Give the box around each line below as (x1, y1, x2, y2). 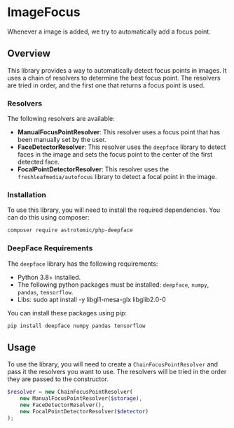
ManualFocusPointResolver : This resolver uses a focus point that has (17, 128, 221, 136)
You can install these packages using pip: (7, 308, 128, 317)
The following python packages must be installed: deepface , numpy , (17, 280, 209, 289)
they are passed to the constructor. (7, 375, 109, 383)
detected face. (17, 158, 60, 166)
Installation (7, 190, 47, 199)
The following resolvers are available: (7, 115, 116, 123)
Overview (7, 48, 51, 59)
